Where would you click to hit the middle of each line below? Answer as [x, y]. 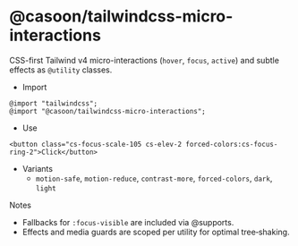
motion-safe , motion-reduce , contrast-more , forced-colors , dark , [154, 178]
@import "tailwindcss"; [54, 103]
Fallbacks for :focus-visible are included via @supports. [128, 222]
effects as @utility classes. [61, 70]
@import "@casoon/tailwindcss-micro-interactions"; [107, 111]
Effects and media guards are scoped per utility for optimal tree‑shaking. [156, 232]
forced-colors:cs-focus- [231, 144]
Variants [38, 168]
